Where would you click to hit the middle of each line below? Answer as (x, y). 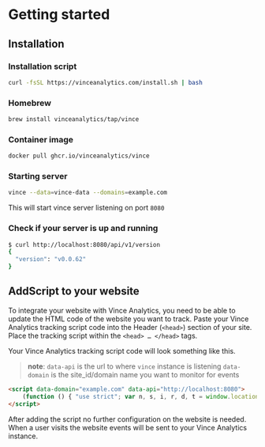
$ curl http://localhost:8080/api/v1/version (84, 244)
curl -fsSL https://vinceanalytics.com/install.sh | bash (105, 82)
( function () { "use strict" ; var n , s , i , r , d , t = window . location (141, 396)
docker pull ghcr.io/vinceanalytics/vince (79, 156)
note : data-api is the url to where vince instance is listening (124, 366)
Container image (41, 139)
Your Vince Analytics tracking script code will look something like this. (122, 350)
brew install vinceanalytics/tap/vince (74, 119)
